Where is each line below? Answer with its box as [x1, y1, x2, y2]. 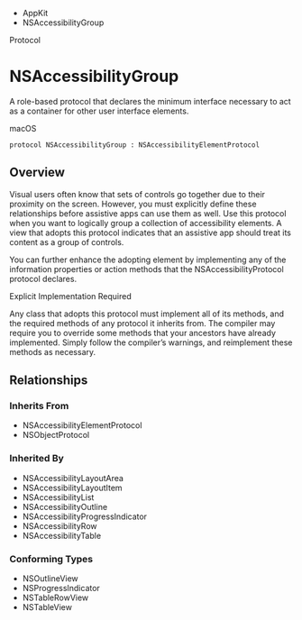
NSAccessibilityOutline [22, 501, 108, 512]
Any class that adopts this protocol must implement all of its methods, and [9, 308, 285, 319]
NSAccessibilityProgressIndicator [22, 511, 147, 522]
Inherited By [9, 452, 65, 465]
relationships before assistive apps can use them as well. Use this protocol [9, 207, 287, 219]
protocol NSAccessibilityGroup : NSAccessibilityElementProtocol [9, 140, 260, 150]
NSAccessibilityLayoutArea [22, 472, 124, 483]
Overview [9, 165, 66, 180]
